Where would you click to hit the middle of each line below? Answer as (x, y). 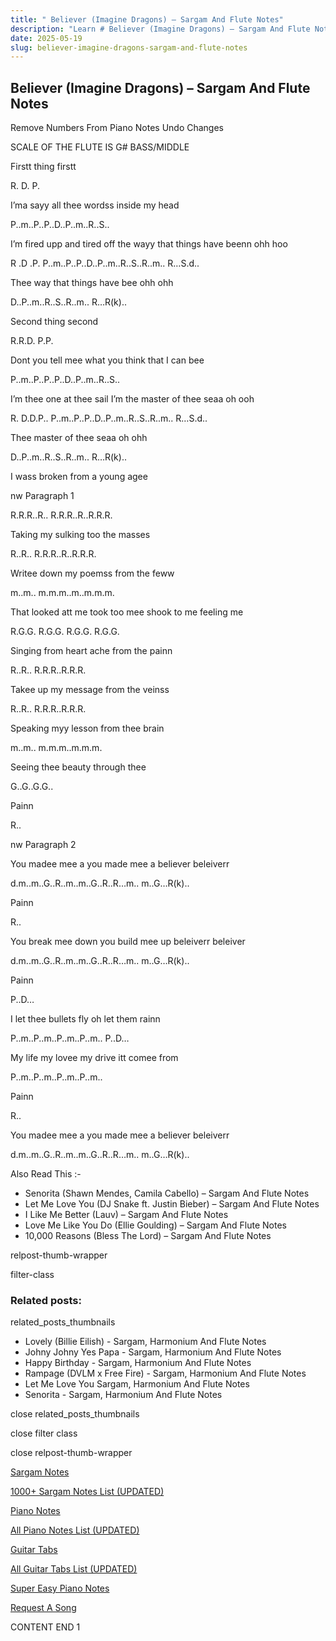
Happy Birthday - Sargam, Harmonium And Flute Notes (138, 1363)
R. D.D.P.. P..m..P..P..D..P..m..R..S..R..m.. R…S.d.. (109, 418)
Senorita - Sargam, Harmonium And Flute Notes (123, 1395)
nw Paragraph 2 (43, 845)
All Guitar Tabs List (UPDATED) (74, 1569)
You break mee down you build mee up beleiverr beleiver (128, 942)
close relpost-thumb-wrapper (71, 1453)
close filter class (44, 1433)
